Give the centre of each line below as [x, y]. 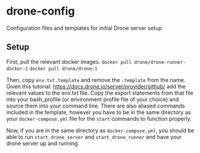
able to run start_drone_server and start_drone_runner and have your [94, 137]
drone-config [41, 11]
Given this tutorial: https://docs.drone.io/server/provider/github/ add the [96, 86]
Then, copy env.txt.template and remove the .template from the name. [96, 80]
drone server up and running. [43, 143]
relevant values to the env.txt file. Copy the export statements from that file [100, 93]
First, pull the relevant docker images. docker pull [69, 61]
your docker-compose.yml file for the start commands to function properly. [99, 118]
